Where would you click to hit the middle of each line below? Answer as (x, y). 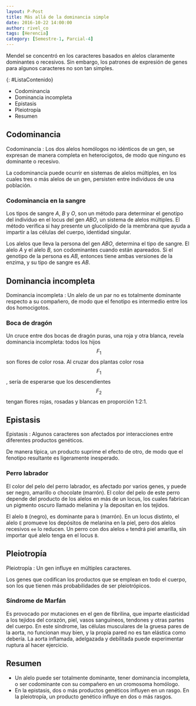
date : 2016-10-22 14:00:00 (39, 22)
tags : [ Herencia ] (27, 34)
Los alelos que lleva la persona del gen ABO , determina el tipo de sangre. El (98, 244)
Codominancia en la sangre (46, 200)
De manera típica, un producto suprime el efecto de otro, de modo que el (95, 452)
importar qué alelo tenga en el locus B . (52, 535)
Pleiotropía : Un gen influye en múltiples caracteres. (69, 568)
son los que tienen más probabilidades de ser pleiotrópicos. (79, 585)
